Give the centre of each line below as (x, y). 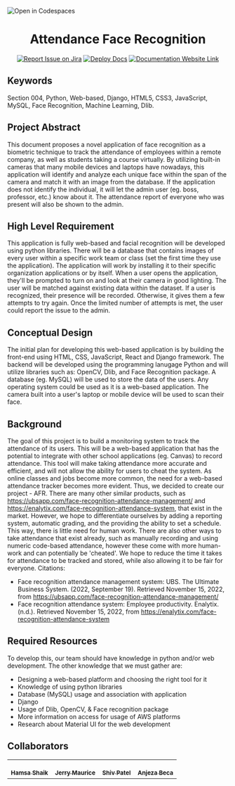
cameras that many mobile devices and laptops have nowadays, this (106, 167)
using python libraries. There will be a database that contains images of (110, 251)
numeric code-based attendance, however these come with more (102, 546)
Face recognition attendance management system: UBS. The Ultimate (118, 582)
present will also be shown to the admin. (66, 204)
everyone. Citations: (36, 568)
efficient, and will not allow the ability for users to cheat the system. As (109, 471)
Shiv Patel (116, 773)
